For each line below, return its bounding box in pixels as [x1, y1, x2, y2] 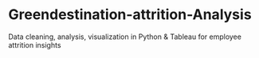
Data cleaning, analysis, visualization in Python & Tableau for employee [8, 32, 241, 41]
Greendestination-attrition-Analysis [8, 6, 253, 24]
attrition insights [8, 40, 61, 49]
